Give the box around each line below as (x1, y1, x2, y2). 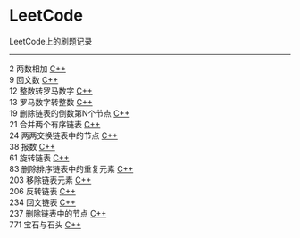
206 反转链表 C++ (9, 185, 76, 196)
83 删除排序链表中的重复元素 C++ (9, 163, 134, 174)
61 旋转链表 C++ (9, 152, 70, 163)
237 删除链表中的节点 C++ (9, 208, 107, 218)
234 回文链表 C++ (9, 197, 76, 208)
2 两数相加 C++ (9, 63, 67, 74)
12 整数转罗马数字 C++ (9, 86, 93, 96)
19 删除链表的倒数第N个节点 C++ (9, 108, 130, 119)
